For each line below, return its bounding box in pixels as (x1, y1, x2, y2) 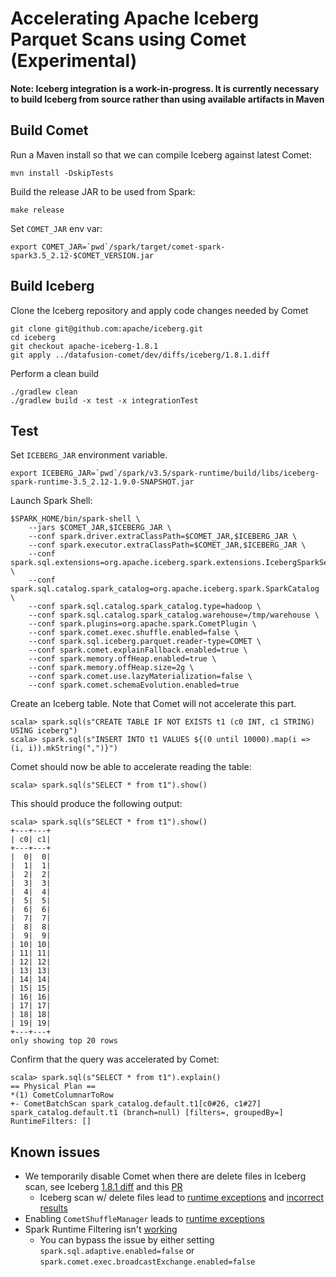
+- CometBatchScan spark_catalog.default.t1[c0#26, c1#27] (10, 1099, 262, 1109)
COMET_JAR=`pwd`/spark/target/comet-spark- (41, 242, 226, 252)
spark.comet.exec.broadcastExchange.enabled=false (39, 1257, 256, 1267)
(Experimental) (10, 50, 138, 72)
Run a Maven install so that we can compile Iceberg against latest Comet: (10, 148, 312, 161)
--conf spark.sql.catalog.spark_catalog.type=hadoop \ (28, 602, 262, 612)
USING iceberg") (10, 726, 78, 736)
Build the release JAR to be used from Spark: (10, 185, 196, 197)
